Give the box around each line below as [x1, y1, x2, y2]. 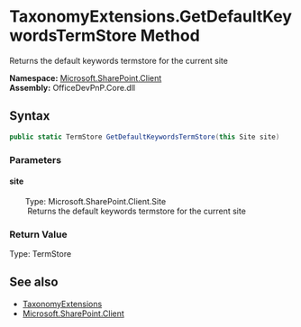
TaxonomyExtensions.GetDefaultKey [9, 6, 293, 27]
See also [9, 275, 59, 290]
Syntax [9, 108, 50, 123]
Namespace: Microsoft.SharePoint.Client [9, 72, 162, 83]
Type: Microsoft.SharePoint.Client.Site [25, 195, 167, 206]
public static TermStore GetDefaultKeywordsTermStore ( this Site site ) [9, 132, 280, 141]
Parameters [9, 153, 61, 166]
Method [140, 25, 200, 46]
